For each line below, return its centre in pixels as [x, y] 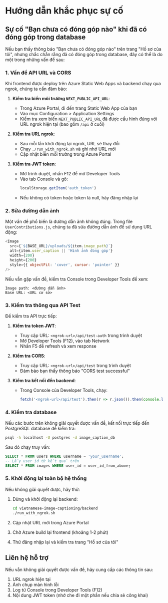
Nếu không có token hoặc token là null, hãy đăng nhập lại [79, 198]
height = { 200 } [23, 260]
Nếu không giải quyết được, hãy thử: [42, 489]
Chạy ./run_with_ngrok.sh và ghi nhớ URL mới [68, 149]
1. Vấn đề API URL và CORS [38, 73]
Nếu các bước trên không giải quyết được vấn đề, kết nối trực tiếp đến [77, 423]
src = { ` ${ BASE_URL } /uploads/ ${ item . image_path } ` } [61, 246]
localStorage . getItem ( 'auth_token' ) [58, 188]
